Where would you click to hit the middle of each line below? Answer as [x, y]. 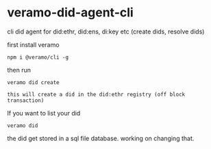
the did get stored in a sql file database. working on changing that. [101, 138]
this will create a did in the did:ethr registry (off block [96, 94]
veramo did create [33, 82]
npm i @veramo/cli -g [38, 57]
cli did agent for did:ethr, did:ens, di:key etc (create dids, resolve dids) [106, 31]
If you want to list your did [44, 113]
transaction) [26, 100]
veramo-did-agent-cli [70, 13]
